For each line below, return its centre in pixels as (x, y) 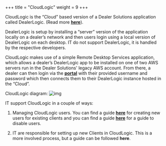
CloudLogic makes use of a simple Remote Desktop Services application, (80, 57)
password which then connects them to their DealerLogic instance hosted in (83, 78)
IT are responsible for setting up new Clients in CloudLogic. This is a (82, 133)
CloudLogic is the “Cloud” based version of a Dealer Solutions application (81, 17)
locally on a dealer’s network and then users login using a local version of (80, 37)
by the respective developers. (36, 48)
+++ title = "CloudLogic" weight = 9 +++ (47, 7)
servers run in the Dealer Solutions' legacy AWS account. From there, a (78, 68)
